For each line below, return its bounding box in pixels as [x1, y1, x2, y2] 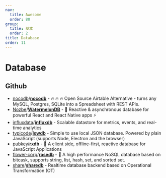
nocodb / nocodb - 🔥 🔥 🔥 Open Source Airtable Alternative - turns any [12, 95, 157, 101]
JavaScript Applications [12, 146, 62, 152]
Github [5, 82, 27, 91]
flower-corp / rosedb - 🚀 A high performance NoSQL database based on [12, 151, 161, 157]
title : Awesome [10, 12, 42, 17]
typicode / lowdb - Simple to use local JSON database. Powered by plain [12, 130, 161, 136]
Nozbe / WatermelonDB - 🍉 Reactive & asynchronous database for [12, 106, 149, 112]
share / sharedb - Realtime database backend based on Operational [12, 162, 152, 168]
